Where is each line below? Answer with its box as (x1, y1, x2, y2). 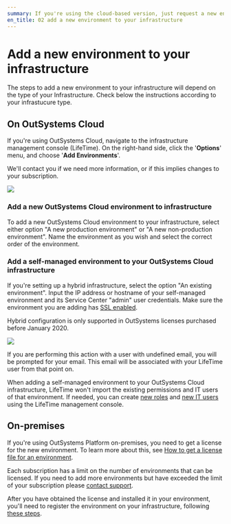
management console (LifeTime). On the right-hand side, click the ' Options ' (7, 144, 222, 152)
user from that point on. (7, 365, 74, 373)
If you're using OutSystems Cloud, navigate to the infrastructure (7, 137, 188, 145)
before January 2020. (7, 323, 69, 332)
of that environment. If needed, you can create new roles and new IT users (7, 392, 219, 401)
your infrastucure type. (7, 98, 72, 107)
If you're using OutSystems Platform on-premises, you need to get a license (7, 439, 222, 447)
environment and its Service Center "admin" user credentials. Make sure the (7, 296, 223, 304)
